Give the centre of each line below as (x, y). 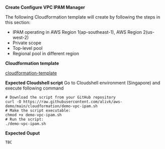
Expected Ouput (23, 133)
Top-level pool (27, 48)
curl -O (13, 102)
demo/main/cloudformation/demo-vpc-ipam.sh (52, 106)
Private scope (27, 43)
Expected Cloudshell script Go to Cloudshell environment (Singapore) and (83, 83)
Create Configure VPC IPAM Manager (45, 7)
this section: (18, 22)
